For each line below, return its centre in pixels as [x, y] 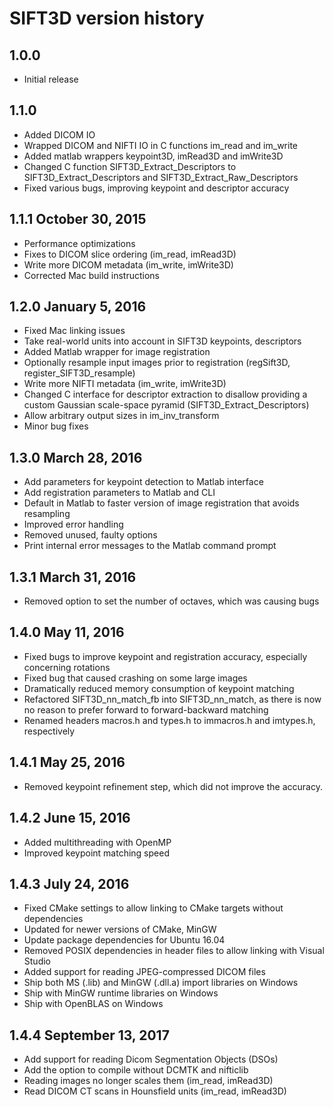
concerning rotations [67, 667]
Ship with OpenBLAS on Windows [93, 1004]
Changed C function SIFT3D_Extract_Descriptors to [130, 166]
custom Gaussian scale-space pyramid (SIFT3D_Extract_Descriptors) [166, 405]
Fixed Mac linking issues [74, 331]
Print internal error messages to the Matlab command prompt [150, 546]
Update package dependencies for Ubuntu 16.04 [124, 940]
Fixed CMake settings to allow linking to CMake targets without [153, 908]
